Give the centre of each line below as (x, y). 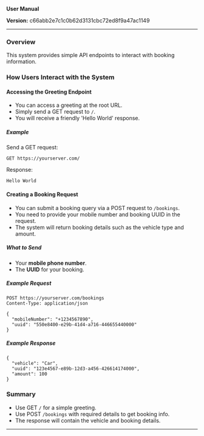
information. (22, 62)
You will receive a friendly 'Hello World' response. (77, 118)
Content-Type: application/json (47, 303)
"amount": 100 (29, 374)
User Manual (23, 9)
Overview (21, 42)
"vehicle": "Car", (35, 363)
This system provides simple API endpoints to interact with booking (90, 55)
